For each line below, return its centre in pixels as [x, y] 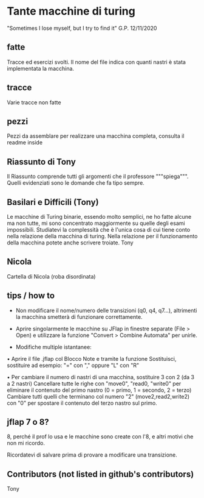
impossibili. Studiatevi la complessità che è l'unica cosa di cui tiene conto [99, 229]
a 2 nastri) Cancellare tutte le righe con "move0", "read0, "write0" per [94, 383]
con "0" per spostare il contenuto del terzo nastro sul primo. [82, 403]
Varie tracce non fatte [34, 102]
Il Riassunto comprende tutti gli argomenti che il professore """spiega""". [98, 176]
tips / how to [31, 296]
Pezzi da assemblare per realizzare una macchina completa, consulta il [96, 136]
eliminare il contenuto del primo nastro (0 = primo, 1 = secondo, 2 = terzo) [99, 390]
